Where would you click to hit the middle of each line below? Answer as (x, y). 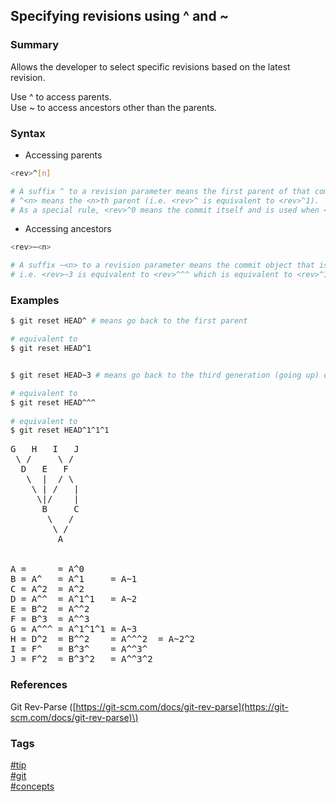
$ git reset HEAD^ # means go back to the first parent (129, 321)
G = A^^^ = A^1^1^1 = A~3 (74, 629)
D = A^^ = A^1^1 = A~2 (74, 599)
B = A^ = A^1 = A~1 (74, 579)
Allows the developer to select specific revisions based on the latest (150, 66)
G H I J (45, 449)
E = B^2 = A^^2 (50, 609)
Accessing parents (63, 155)
